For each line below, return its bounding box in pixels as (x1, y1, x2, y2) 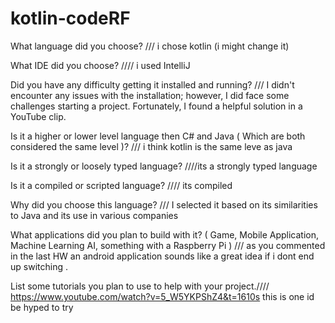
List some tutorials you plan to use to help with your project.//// (10, 280, 270, 292)
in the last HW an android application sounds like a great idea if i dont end (10, 250, 315, 262)
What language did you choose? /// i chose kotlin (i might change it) (10, 40, 290, 52)
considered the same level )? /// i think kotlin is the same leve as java (10, 140, 293, 152)
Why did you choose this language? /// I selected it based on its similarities (10, 198, 318, 211)
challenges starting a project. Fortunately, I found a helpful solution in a (10, 100, 303, 112)
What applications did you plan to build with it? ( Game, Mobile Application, (10, 228, 320, 241)
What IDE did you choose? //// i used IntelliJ (10, 59, 191, 71)
